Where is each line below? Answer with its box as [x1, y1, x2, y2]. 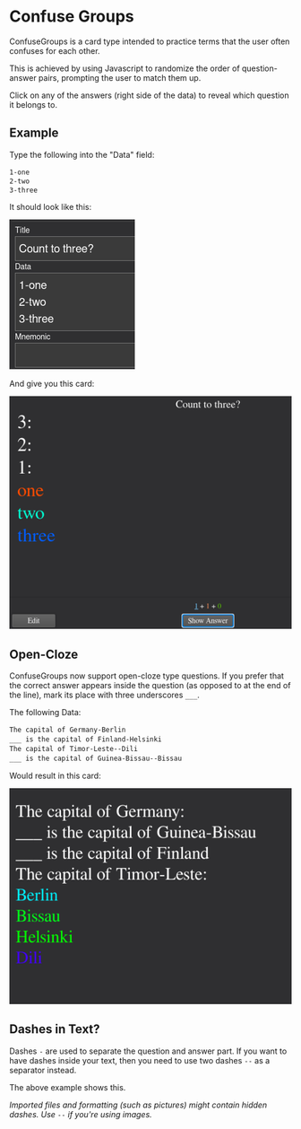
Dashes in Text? [9, 1021, 100, 1037]
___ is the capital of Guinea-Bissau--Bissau [9, 754, 182, 763]
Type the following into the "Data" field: [9, 149, 155, 160]
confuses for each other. [9, 45, 100, 56]
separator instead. [9, 1064, 77, 1075]
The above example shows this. [9, 1081, 126, 1092]
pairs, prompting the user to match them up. [39, 72, 202, 83]
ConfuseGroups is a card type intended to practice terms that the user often [9, 36, 290, 47]
